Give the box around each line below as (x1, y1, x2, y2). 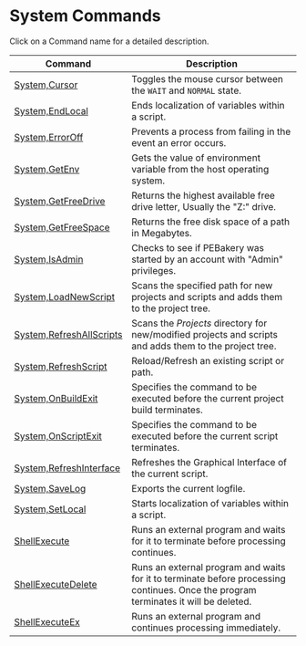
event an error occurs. (131, 136, 227, 149)
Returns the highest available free (131, 189, 276, 202)
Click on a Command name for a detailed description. (9, 36, 209, 47)
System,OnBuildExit (14, 391, 98, 404)
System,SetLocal (14, 503, 87, 516)
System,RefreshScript (14, 359, 107, 372)
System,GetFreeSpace (14, 221, 110, 234)
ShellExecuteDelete (14, 578, 97, 590)
